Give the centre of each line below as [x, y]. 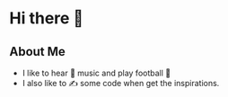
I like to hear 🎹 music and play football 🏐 [96, 73]
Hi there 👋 [46, 18]
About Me [37, 52]
